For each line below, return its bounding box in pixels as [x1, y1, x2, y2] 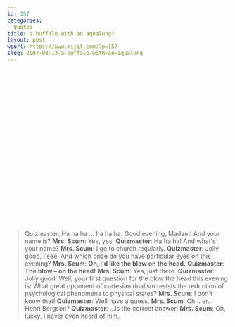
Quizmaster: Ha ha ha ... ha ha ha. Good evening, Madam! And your [24, 229, 220, 237]
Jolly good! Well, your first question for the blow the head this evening [24, 274, 229, 283]
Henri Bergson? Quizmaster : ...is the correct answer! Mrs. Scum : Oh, [24, 304, 227, 312]
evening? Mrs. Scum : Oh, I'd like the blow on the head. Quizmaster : [24, 259, 224, 268]
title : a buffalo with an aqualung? [7, 30, 115, 37]
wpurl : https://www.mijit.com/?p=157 [7, 43, 118, 50]
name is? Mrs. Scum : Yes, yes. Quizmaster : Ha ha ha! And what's [24, 237, 217, 245]
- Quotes [7, 23, 33, 30]
